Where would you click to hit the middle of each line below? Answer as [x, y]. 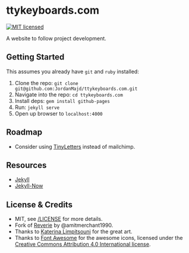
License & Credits [40, 204]
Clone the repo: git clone [46, 83]
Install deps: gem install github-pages [62, 101]
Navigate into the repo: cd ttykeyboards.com [69, 94]
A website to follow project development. [56, 38]
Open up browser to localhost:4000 [59, 113]
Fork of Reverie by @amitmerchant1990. [64, 225]
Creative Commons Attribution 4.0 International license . [83, 244]
